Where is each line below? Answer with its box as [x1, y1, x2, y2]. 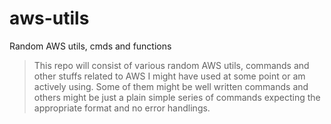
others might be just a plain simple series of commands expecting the [33, 91, 321, 103]
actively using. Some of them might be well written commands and [33, 80, 309, 92]
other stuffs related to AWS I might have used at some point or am [33, 70, 306, 82]
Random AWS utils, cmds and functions [9, 40, 172, 52]
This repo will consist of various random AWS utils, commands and [33, 59, 310, 71]
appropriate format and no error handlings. [33, 102, 211, 114]
